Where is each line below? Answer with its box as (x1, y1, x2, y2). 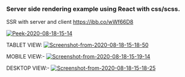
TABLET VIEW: (6, 41, 42, 49)
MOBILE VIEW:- (6, 53, 45, 60)
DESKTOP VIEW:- (6, 64, 50, 72)
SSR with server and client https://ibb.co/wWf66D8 (6, 19, 134, 26)
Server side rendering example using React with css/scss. (6, 5, 181, 13)
